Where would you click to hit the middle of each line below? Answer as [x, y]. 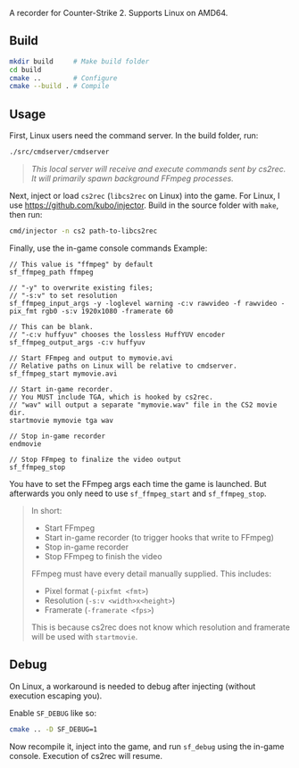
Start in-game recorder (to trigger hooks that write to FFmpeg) [159, 537]
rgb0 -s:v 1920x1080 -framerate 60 [108, 311]
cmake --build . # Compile [59, 87]
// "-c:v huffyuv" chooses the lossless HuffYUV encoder [117, 334]
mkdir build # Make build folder [79, 62]
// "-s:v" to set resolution [63, 295]
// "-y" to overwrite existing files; [81, 288]
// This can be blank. [51, 326]
